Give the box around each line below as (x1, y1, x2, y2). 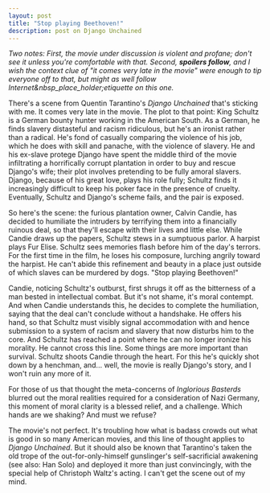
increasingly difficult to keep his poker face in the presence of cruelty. (8, 184, 241, 194)
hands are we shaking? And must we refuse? (8, 410, 157, 420)
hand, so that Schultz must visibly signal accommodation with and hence (8, 318, 250, 327)
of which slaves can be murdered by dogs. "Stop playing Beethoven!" (8, 268, 239, 277)
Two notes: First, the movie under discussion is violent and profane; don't (8, 49, 252, 59)
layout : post (8, 11, 52, 20)
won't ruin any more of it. (8, 369, 92, 379)
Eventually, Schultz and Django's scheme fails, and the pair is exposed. (8, 192, 244, 202)
